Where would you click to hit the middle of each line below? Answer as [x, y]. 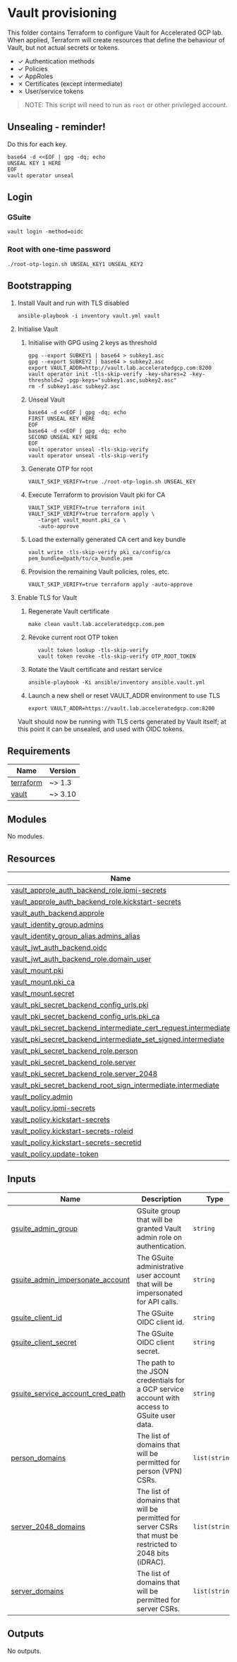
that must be [157, 1535]
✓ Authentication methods [56, 61]
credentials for [161, 1380]
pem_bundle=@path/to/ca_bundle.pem [80, 558]
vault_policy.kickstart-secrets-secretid [76, 1143]
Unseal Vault [47, 399]
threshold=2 [45, 380]
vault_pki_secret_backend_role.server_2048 [84, 1073]
